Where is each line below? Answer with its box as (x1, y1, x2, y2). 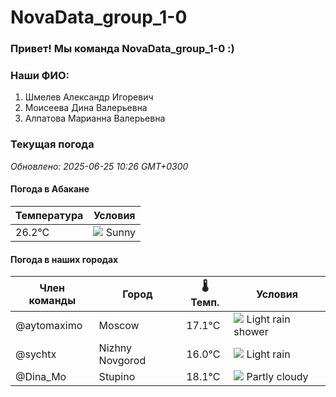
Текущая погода (10, 137, 95, 151)
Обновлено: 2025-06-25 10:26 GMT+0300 (10, 160, 189, 172)
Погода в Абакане (10, 183, 90, 195)
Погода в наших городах (10, 253, 119, 265)
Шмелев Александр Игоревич (24, 91, 154, 103)
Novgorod (98, 354, 147, 368)
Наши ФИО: (10, 69, 70, 83)
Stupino (98, 370, 136, 384)
